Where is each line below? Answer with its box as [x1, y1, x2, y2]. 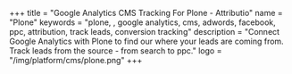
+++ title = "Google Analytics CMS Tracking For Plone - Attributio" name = [9, 8, 283, 18]
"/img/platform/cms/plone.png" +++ [9, 55, 143, 65]
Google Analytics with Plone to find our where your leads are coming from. [9, 36, 284, 46]
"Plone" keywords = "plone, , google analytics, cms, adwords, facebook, [9, 17, 277, 28]
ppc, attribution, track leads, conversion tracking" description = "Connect [9, 27, 279, 37]
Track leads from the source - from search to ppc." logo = [9, 45, 222, 56]
